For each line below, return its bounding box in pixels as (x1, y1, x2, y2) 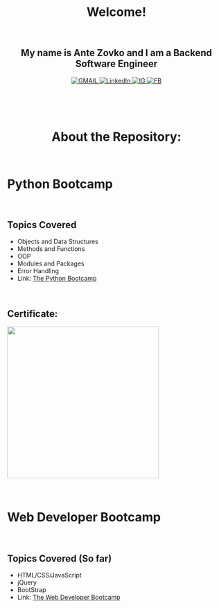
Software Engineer (75, 58, 158, 70)
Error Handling (17, 267, 60, 275)
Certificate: (7, 308, 58, 320)
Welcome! (86, 4, 147, 20)
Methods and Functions (17, 245, 85, 253)
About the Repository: (51, 129, 182, 144)
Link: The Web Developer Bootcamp (17, 593, 121, 601)
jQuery (17, 578, 37, 587)
